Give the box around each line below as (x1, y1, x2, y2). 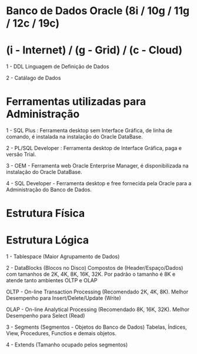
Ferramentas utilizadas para (6, 95, 146, 108)
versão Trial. (6, 151, 36, 158)
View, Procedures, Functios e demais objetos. (6, 330, 116, 337)
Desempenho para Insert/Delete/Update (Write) (6, 295, 122, 302)
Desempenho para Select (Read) (6, 312, 85, 319)
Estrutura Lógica (6, 233, 89, 247)
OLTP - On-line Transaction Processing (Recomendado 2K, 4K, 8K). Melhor (6, 288, 189, 295)
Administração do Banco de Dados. (6, 186, 92, 193)
